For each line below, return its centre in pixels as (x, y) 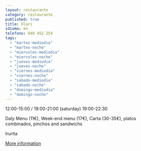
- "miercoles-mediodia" (34, 52)
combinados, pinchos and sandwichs (44, 124)
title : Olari (19, 24)
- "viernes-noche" (29, 76)
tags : (11, 38)
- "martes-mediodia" (31, 43)
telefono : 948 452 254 (29, 33)
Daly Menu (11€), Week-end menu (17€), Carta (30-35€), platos (71, 119)
